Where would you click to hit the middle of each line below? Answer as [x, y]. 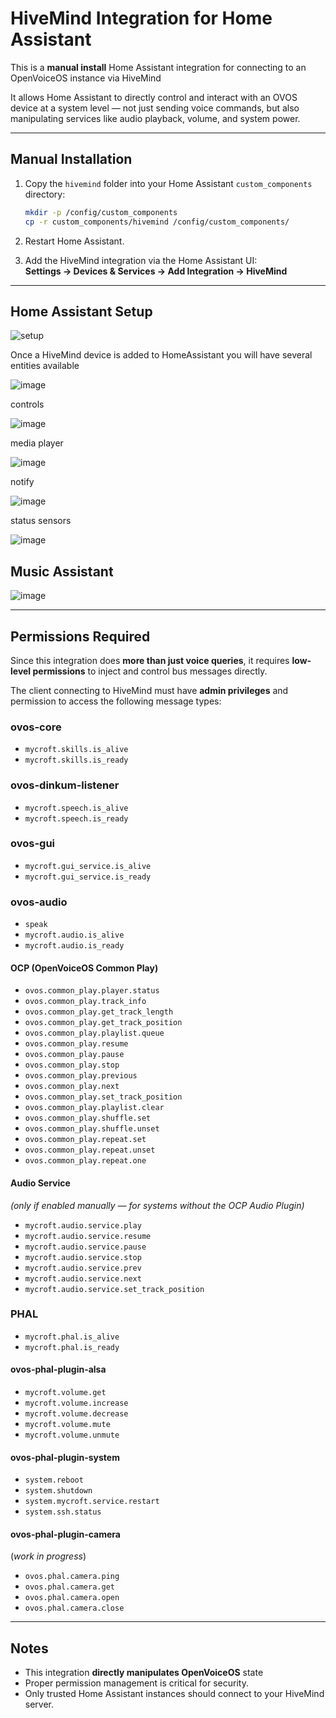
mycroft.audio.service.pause [85, 1247]
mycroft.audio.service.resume [88, 1236]
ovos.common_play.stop [72, 1065]
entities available [45, 366]
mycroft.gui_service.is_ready [88, 877]
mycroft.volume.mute [67, 1425]
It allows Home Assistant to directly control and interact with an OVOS [154, 97]
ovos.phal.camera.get [69, 1587]
